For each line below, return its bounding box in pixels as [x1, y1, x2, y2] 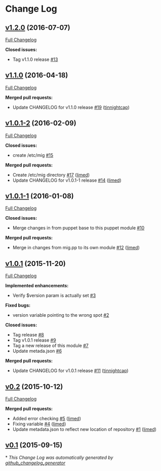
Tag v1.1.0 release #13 [12, 56, 58, 62]
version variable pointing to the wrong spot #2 [12, 312, 109, 318]
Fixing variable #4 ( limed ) [12, 421, 66, 427]
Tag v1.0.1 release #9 [12, 337, 57, 343]
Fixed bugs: [5, 302, 31, 309]
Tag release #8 [12, 332, 44, 338]
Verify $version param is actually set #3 [12, 292, 96, 298]
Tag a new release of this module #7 [12, 343, 89, 349]
